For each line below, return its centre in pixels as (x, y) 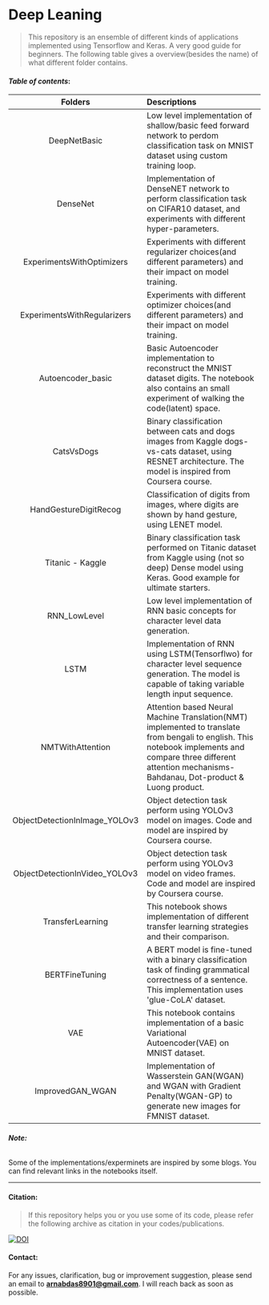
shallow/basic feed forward (198, 126)
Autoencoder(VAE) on (188, 1043)
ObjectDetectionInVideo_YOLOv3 (76, 873)
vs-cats (162, 452)
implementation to (181, 359)
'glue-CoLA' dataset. (186, 1000)
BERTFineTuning (75, 975)
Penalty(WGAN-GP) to (190, 1096)
